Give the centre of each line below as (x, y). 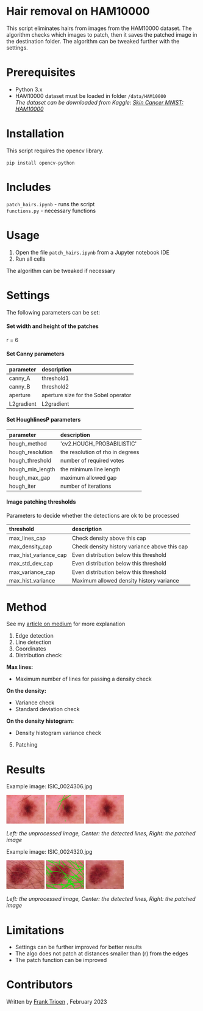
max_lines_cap (27, 538)
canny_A (20, 378)
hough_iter (22, 486)
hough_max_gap (30, 477)
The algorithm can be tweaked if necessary (61, 270)
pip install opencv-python (41, 163)
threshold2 (55, 387)
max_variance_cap (32, 572)
